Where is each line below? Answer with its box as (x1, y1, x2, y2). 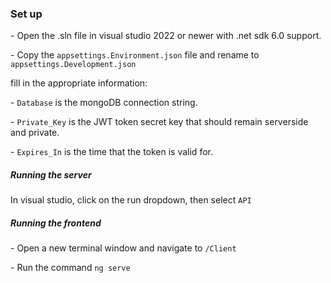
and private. (10, 127, 60, 139)
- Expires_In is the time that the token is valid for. (10, 146, 213, 158)
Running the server (10, 168, 92, 181)
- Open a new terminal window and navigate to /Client (10, 242, 237, 254)
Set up (10, 7, 43, 21)
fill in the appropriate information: (10, 77, 148, 89)
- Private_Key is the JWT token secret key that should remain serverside (10, 116, 309, 128)
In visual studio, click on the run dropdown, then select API (10, 194, 252, 206)
